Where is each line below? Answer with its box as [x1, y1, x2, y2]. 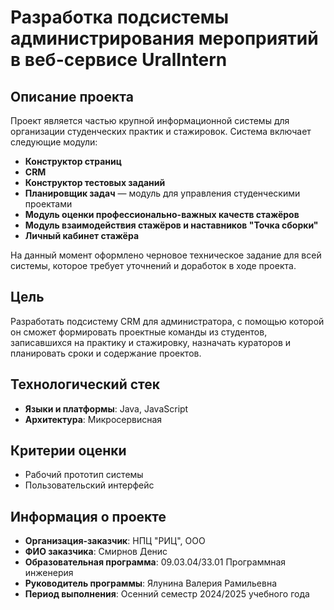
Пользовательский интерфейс [24, 479, 155, 491]
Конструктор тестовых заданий [24, 177, 166, 188]
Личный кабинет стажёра [24, 230, 140, 241]
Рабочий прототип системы [24, 469, 144, 481]
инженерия [24, 567, 74, 579]
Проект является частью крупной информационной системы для [10, 115, 290, 126]
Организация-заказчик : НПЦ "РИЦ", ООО [24, 535, 206, 547]
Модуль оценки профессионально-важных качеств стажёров [24, 209, 300, 220]
